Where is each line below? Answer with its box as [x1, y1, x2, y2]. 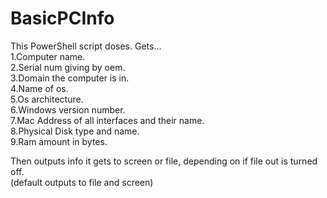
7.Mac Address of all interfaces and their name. [10, 114, 205, 126]
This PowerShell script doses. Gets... [10, 40, 162, 52]
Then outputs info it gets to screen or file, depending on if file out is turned [10, 155, 318, 167]
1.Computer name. [10, 50, 86, 62]
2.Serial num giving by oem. [10, 61, 126, 73]
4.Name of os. [10, 82, 69, 94]
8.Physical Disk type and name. [10, 125, 140, 137]
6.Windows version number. [10, 103, 126, 116]
